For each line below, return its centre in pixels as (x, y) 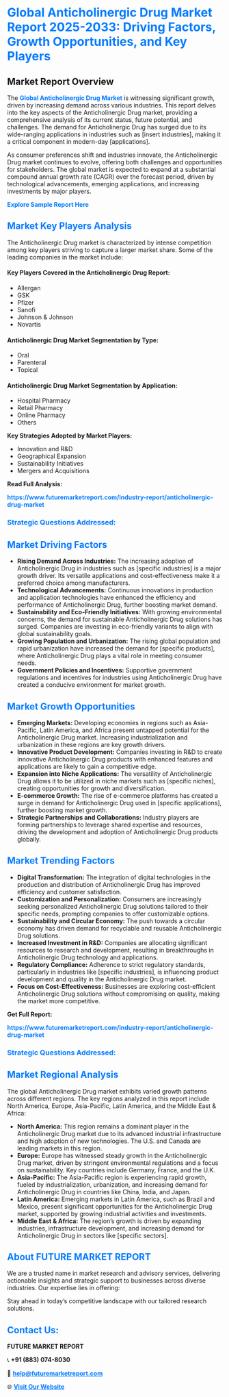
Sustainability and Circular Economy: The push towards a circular (111, 921)
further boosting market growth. (62, 810)
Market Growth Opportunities (71, 706)
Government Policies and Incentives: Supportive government (105, 670)
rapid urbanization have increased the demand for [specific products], (116, 649)
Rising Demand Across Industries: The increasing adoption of (105, 561)
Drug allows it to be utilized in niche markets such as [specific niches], (116, 781)
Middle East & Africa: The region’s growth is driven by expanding (109, 1221)
